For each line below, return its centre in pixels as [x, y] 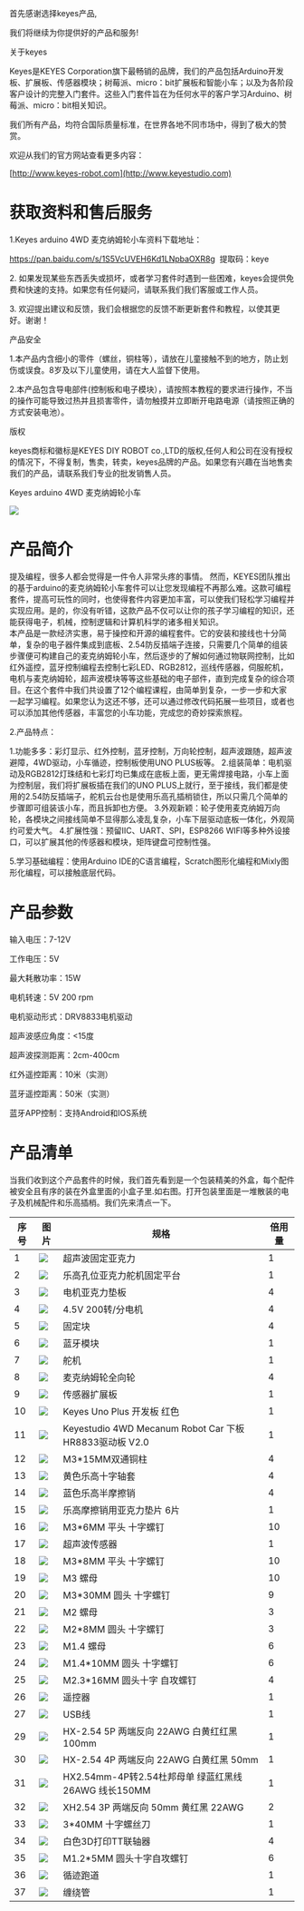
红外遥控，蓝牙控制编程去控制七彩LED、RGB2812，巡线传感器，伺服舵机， [149, 667]
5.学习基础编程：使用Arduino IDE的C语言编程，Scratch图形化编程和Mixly [145, 861]
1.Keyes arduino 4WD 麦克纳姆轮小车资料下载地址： [106, 240]
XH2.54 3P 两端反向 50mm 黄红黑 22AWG [153, 1807]
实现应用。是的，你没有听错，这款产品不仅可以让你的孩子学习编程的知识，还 [152, 610]
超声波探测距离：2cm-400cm [65, 1054]
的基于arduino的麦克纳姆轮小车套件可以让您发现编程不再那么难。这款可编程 [150, 587]
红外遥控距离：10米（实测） [61, 1074]
